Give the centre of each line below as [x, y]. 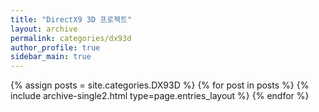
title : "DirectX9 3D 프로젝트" [71, 19]
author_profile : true [55, 47]
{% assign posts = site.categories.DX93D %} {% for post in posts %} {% [160, 85]
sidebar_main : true [51, 57]
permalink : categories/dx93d [71, 38]
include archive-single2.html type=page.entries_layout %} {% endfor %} [160, 96]
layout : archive [44, 29]
